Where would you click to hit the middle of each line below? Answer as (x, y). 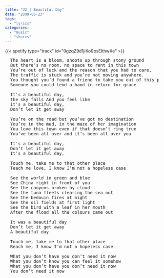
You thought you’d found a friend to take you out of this (82, 80)
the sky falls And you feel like (50, 99)
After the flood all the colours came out (62, 212)
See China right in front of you (50, 183)
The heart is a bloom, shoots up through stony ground (77, 60)
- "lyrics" (20, 23)
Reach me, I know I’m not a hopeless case (62, 246)
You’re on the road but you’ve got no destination (72, 119)
